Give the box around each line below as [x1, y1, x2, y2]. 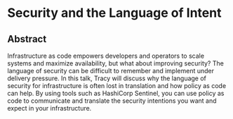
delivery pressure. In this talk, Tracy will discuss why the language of [7, 74, 207, 82]
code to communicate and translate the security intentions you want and [7, 96, 217, 105]
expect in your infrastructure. [7, 104, 92, 112]
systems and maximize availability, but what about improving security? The [7, 59, 225, 68]
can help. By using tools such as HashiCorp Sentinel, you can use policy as [7, 89, 225, 97]
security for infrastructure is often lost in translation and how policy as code [7, 82, 227, 89]
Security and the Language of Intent [7, 5, 222, 21]
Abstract [7, 33, 47, 45]
